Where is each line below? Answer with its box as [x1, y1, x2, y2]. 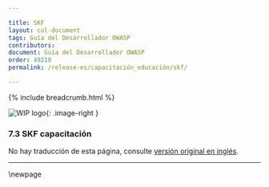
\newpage [8, 169, 42, 179]
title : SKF [8, 18, 45, 26]
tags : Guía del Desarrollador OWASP [8, 34, 130, 42]
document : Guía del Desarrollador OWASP [8, 49, 146, 57]
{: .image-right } [46, 108, 99, 117]
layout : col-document [8, 26, 81, 35]
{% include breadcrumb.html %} [8, 92, 115, 102]
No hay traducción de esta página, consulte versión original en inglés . [8, 146, 239, 157]
